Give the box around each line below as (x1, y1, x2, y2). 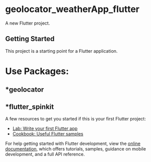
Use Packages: (5, 65, 69, 77)
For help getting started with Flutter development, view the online (5, 140, 141, 146)
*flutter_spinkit (5, 102, 54, 111)
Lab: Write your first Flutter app (12, 125, 78, 131)
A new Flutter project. (5, 20, 50, 26)
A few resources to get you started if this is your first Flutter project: (5, 116, 146, 122)
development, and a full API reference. (5, 151, 85, 157)
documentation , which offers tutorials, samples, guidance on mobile (5, 146, 146, 152)
